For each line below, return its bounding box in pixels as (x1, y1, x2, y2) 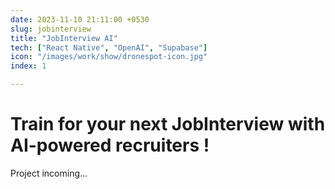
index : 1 (10, 61, 47, 71)
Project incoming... (10, 167, 88, 179)
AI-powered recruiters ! (10, 134, 210, 157)
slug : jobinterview (10, 24, 92, 34)
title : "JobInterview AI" (10, 33, 118, 43)
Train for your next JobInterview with (10, 113, 326, 136)
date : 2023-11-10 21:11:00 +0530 (10, 14, 150, 25)
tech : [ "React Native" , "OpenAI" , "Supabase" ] (10, 42, 208, 53)
